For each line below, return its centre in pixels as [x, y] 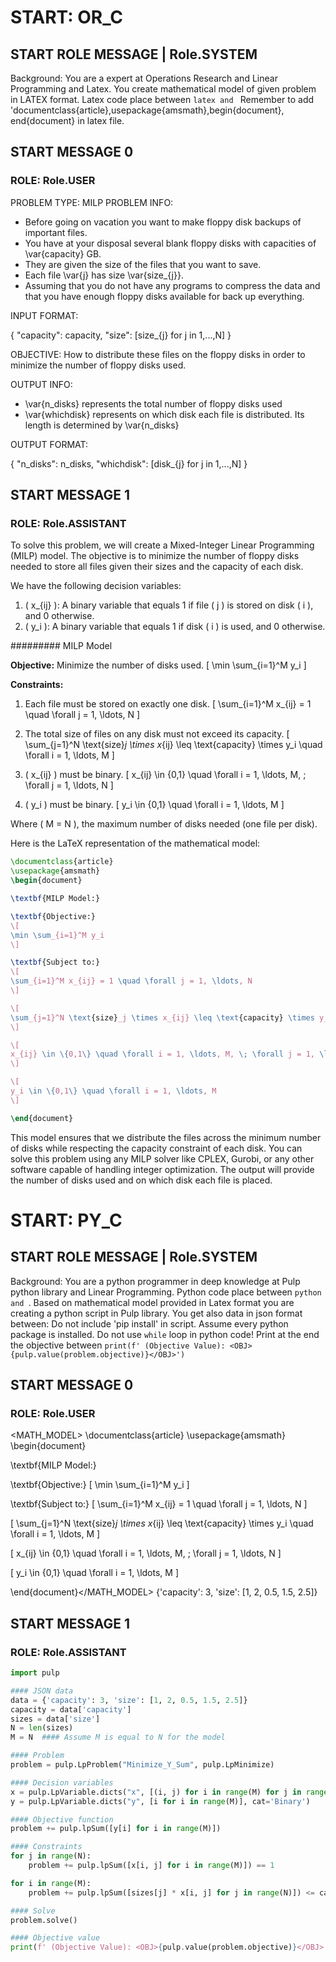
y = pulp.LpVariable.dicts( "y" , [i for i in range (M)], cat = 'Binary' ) [160, 1801]
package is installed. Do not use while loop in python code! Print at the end [165, 1334]
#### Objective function [62, 1819]
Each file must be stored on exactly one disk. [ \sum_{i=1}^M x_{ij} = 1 [168, 704]
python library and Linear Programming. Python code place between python [166, 1292]
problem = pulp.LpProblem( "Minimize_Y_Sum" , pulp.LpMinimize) [142, 1765]
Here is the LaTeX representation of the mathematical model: [135, 843]
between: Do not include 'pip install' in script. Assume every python [149, 1323]
